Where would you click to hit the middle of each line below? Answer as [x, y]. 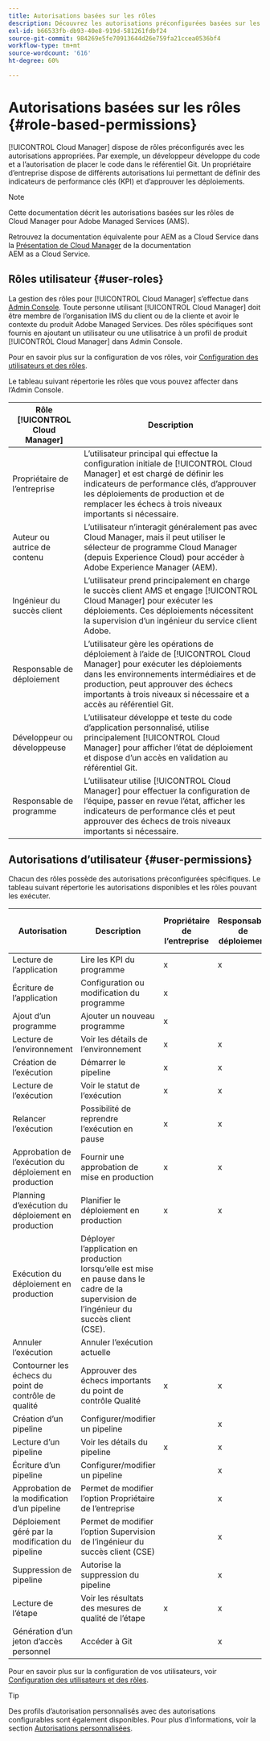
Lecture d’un [36, 1442]
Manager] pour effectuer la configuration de [167, 790]
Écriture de [33, 988]
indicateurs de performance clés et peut [160, 810]
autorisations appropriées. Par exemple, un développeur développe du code [134, 155]
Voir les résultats [112, 1598]
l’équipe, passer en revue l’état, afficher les [165, 801]
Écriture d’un [37, 1465]
